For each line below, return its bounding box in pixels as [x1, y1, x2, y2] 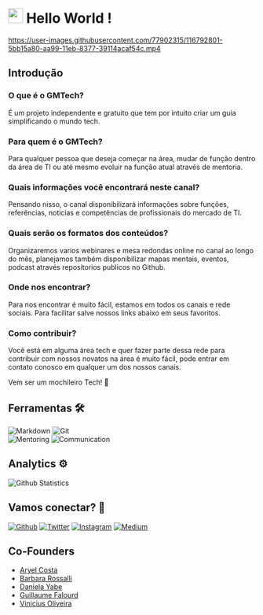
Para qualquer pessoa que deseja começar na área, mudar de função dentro [8, 153, 256, 163]
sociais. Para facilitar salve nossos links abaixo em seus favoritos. [8, 307, 221, 318]
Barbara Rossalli [19, 574, 72, 584]
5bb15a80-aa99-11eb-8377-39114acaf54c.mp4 [8, 43, 161, 53]
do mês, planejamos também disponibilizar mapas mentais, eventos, [8, 254, 229, 263]
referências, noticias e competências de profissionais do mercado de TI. [8, 208, 242, 218]
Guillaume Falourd [19, 591, 79, 600]
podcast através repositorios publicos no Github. [8, 262, 166, 271]
